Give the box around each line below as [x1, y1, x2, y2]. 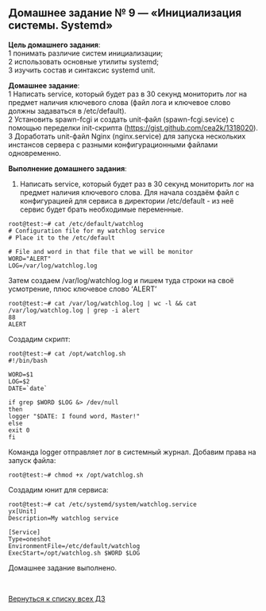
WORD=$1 [8, 370, 34, 379]
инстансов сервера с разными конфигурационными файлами [8, 139, 218, 150]
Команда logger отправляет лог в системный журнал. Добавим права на [8, 447, 256, 457]
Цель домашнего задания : [8, 40, 101, 49]
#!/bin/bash [8, 356, 48, 364]
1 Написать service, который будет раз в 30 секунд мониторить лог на [8, 89, 248, 99]
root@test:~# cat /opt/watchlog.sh [8, 349, 126, 357]
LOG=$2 [8, 377, 30, 385]
